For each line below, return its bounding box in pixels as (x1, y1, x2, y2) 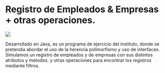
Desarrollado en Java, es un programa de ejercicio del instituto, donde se (5, 41, 160, 47)
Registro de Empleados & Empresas (5, 4, 159, 15)
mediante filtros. (5, 62, 40, 68)
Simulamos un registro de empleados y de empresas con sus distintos (5, 52, 153, 58)
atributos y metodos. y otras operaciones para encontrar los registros (5, 57, 152, 63)
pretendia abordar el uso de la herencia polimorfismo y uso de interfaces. (5, 46, 160, 52)
